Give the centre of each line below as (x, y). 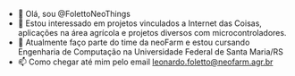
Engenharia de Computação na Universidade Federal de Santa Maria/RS (151, 52)
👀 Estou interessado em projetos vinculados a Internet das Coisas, (139, 23)
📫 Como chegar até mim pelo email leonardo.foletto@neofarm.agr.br (145, 62)
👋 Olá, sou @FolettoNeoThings (74, 14)
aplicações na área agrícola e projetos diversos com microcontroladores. (152, 33)
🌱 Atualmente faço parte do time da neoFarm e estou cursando (134, 42)
